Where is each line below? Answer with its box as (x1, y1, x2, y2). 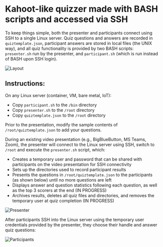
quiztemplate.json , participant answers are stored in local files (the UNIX (5, 40, 152, 46)
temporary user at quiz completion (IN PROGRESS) (12, 198, 115, 204)
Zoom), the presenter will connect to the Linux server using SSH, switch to (5, 142, 155, 147)
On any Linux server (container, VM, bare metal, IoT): (5, 92, 111, 98)
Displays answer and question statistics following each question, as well (12, 182, 158, 188)
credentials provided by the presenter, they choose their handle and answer (5, 222, 158, 227)
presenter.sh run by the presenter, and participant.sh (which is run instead (5, 50, 159, 57)
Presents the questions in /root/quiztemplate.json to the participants (12, 172, 153, 178)
